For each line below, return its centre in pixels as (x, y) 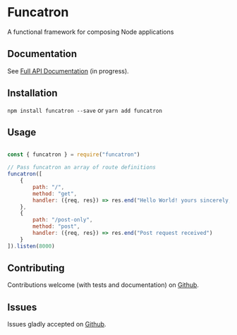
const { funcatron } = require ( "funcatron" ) (74, 155)
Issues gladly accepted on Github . (57, 324)
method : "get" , (55, 194)
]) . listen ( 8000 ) (31, 246)
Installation (32, 93)
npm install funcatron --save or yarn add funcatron (85, 110)
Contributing (36, 268)
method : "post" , (56, 226)
